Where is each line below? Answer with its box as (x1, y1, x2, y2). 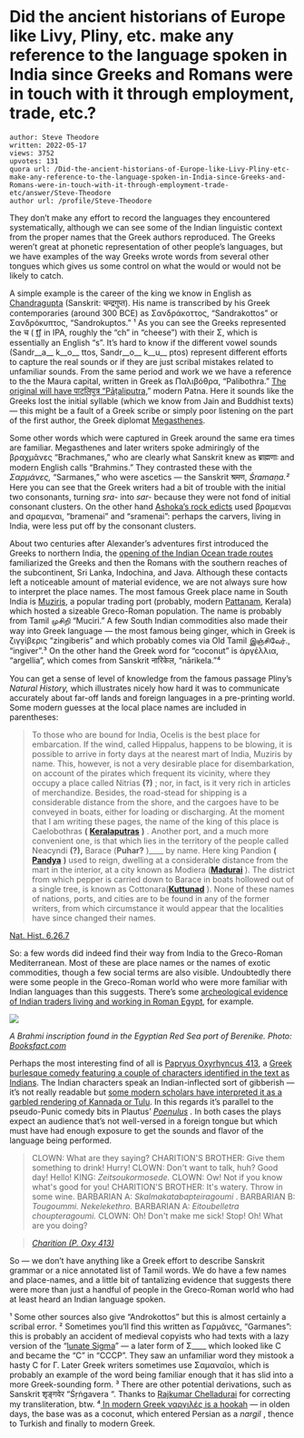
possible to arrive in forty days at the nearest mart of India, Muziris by (31, 748, 293, 759)
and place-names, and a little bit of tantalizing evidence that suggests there (9, 1274, 292, 1285)
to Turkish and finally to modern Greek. (9, 1418, 156, 1429)
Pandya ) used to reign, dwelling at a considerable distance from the (31, 854, 289, 865)
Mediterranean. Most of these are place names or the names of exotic (9, 957, 270, 968)
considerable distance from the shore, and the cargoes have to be (31, 796, 279, 807)
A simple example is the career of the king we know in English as (9, 288, 252, 299)
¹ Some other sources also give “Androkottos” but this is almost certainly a (9, 1311, 287, 1322)
